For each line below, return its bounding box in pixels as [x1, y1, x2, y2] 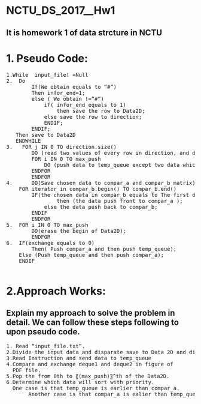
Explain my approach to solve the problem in [6, 308, 175, 318]
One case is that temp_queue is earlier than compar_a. [12, 385, 180, 391]
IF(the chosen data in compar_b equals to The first [31, 191, 190, 198]
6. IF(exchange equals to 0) [6, 240, 95, 246]
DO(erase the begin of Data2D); [31, 228, 127, 234]
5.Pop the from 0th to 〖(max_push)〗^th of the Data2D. [6, 373, 170, 379]
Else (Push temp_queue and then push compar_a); [19, 252, 165, 258]
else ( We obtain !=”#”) [31, 95, 105, 102]
